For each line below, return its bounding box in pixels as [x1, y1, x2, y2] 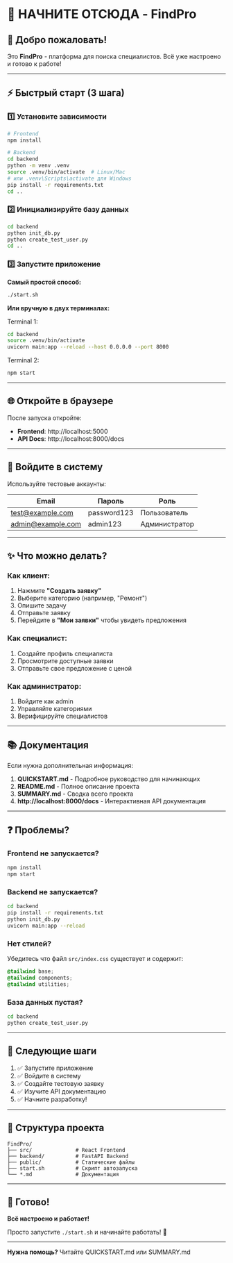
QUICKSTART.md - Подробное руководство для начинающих [17, 774, 200, 783]
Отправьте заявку [17, 609, 71, 617]
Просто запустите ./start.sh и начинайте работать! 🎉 [7, 1228, 168, 1237]
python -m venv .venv [7, 162, 70, 169]
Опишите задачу [17, 601, 67, 610]
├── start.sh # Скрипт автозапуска [7, 1164, 138, 1172]
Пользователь [140, 508, 189, 517]
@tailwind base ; [7, 968, 54, 975]
